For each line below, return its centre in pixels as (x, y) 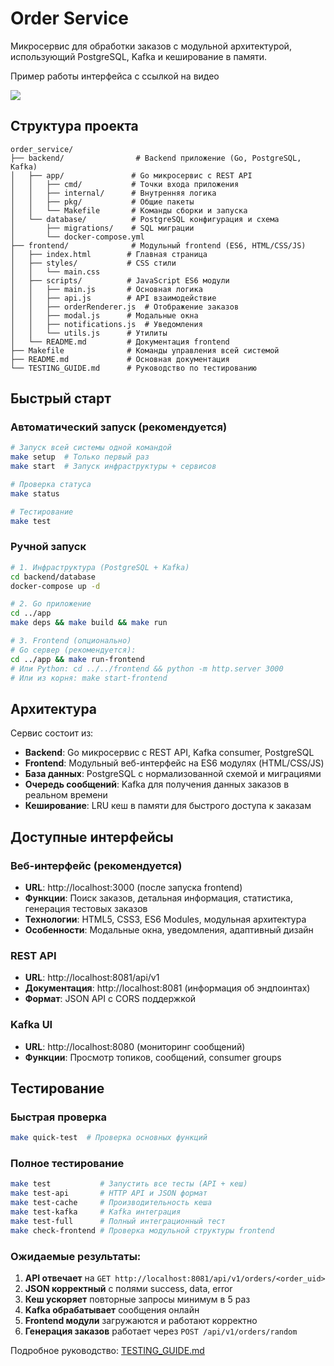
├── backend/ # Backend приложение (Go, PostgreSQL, (156, 158)
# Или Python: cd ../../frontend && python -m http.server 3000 (147, 668)
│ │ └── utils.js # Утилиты (89, 333)
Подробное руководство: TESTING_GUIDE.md (107, 1350)
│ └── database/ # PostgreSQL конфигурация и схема (145, 219)
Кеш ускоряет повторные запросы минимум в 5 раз (137, 1299)
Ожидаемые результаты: (76, 1256)
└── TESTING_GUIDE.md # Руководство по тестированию (133, 368)
